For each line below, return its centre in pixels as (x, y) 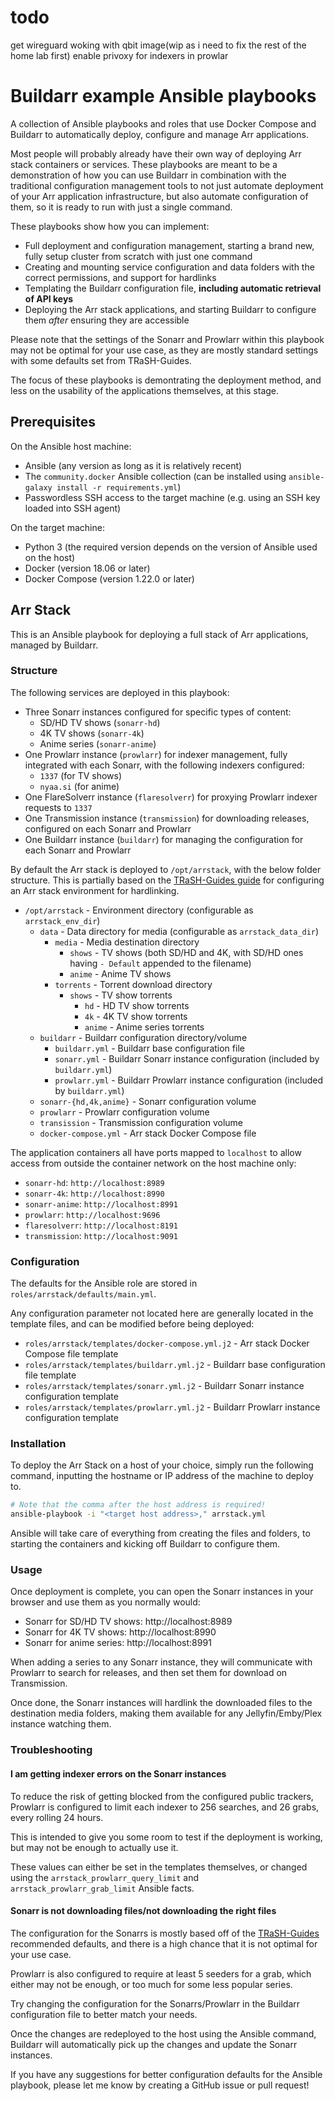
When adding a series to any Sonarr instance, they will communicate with (161, 1662)
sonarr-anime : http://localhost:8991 (101, 1203)
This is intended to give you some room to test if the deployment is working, (166, 1837)
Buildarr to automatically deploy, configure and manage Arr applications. (159, 134)
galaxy (38, 487)
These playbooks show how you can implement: (110, 226)
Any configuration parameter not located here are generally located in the (162, 1313)
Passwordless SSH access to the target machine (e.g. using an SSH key (172, 497)
